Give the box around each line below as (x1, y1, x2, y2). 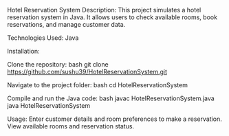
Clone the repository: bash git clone (7, 60, 109, 68)
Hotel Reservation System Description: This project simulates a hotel (7, 6, 201, 14)
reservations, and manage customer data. (7, 21, 126, 28)
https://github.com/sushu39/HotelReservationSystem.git (7, 68, 167, 76)
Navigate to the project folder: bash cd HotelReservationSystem (7, 81, 188, 89)
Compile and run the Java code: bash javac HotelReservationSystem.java (7, 94, 215, 102)
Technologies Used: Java (7, 34, 79, 42)
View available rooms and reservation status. (7, 122, 135, 130)
